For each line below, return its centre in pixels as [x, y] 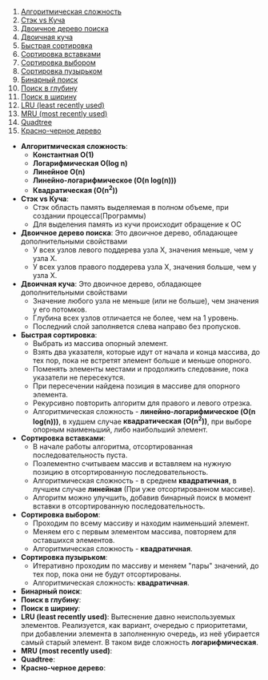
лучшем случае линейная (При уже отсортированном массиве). [144, 489]
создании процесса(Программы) [89, 215]
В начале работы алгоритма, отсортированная [112, 447]
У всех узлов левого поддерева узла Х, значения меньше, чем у [143, 249]
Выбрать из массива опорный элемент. [100, 343]
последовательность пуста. [80, 455]
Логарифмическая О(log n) [80, 163]
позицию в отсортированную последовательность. [120, 473]
